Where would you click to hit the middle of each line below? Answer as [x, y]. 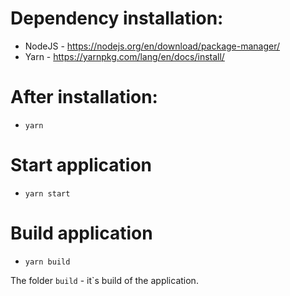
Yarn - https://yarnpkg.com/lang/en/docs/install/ [124, 56]
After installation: [84, 97]
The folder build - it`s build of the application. [104, 280]
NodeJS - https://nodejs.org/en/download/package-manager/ [152, 46]
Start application [81, 165]
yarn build [47, 262]
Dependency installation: [117, 18]
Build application [81, 233]
